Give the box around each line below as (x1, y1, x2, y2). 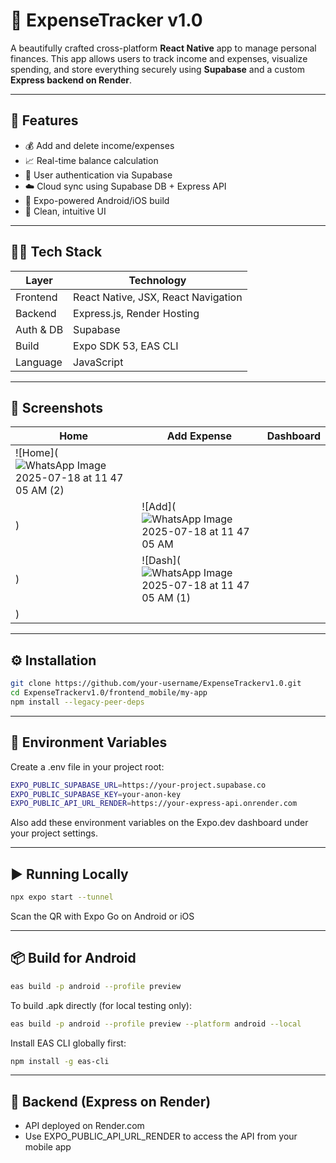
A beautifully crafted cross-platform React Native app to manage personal (10, 42, 317, 54)
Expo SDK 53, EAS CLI (73, 339, 179, 353)
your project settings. (10, 827, 98, 839)
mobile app (24, 1141, 72, 1153)
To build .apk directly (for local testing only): (10, 999, 192, 1011)
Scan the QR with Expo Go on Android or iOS (10, 910, 195, 922)
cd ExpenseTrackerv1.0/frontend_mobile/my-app (10, 688, 208, 698)
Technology (128, 273, 187, 287)
